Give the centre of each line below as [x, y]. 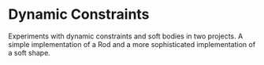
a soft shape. [30, 52]
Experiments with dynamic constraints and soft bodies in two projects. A [126, 36]
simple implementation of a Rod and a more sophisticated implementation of [132, 44]
